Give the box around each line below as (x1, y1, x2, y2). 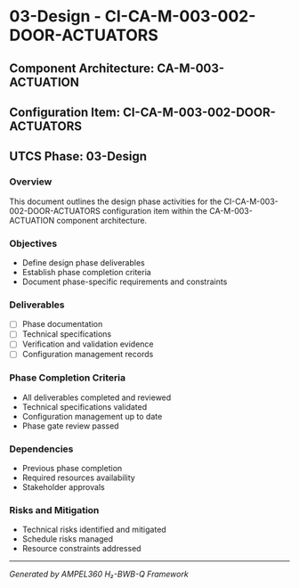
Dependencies (9, 443, 74, 455)
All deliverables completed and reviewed (21, 392, 172, 403)
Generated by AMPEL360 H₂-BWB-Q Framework (9, 568, 189, 580)
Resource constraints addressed (21, 543, 141, 554)
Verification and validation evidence (21, 339, 154, 349)
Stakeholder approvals (21, 482, 105, 493)
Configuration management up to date (21, 411, 163, 421)
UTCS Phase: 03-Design (9, 149, 148, 164)
